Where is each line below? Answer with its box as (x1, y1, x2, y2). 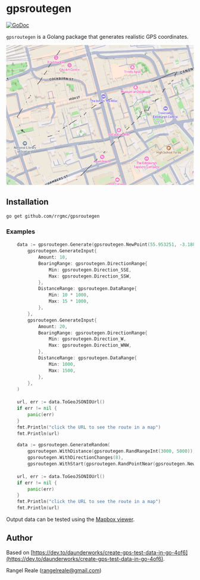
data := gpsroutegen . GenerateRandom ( (17, 442, 111, 448)
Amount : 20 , (37, 323, 68, 329)
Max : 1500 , (48, 368, 76, 374)
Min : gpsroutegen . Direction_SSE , (48, 267, 132, 273)
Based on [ (6, 548, 33, 556)
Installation (6, 196, 49, 207)
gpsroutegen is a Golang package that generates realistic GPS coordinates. (6, 33, 189, 40)
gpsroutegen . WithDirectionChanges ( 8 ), (27, 455, 124, 461)
